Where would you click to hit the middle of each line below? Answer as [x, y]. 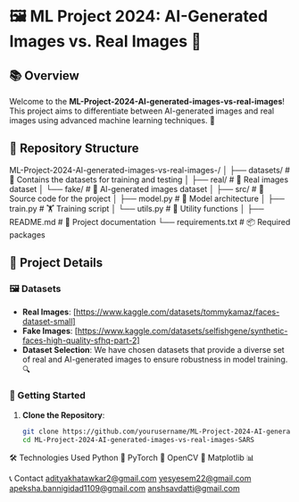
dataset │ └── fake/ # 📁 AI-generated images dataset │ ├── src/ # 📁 [137, 188]
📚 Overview [45, 75]
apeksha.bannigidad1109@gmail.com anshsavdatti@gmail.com [125, 488]
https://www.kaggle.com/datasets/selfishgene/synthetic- [183, 330]
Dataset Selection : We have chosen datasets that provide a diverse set [153, 349]
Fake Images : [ [50, 330]
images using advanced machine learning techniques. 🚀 [112, 120]
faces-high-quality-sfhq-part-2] [81, 340]
